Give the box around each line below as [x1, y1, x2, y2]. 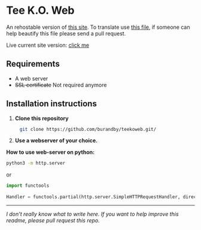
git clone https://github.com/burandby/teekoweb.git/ [19, 126, 157, 132]
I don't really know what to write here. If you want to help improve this [6, 210, 179, 217]
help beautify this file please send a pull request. [6, 29, 126, 37]
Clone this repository [14, 115, 69, 122]
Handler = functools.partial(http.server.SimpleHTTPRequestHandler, [6, 194, 181, 200]
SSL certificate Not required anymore [14, 81, 107, 88]
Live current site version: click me [6, 41, 90, 49]
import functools [6, 183, 50, 189]
